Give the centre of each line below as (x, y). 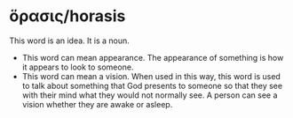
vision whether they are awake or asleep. (97, 104)
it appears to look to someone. (78, 67)
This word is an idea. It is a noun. (70, 41)
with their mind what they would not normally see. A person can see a (150, 95)
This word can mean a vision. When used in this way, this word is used (151, 76)
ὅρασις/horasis (67, 16)
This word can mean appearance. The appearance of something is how (153, 57)
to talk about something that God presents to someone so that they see (152, 85)
